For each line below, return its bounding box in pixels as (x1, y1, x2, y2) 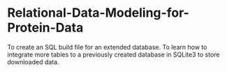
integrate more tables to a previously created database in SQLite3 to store (7, 50, 220, 59)
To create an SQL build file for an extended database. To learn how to (7, 43, 207, 51)
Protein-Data (7, 20, 84, 36)
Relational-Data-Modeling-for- (7, 5, 190, 21)
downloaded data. (7, 57, 59, 66)
